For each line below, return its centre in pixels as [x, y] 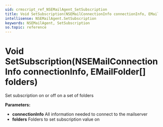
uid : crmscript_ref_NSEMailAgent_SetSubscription [56, 9]
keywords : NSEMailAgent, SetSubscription [48, 23]
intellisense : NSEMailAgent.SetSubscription [51, 18]
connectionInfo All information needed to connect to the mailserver [80, 114]
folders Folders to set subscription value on [56, 119]
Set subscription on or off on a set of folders [49, 96]
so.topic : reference [26, 28]
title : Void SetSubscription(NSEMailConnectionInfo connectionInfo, [76, 14]
